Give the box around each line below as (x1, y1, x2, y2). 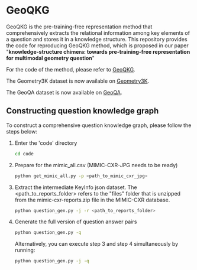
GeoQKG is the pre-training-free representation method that (6, 23, 153, 30)
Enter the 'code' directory (14, 139, 77, 147)
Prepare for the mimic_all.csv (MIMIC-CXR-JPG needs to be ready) (14, 161, 178, 168)
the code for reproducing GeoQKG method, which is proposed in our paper (6, 42, 189, 49)
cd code (14, 151, 34, 157)
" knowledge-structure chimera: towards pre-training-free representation (6, 48, 190, 55)
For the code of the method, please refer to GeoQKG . (6, 66, 135, 73)
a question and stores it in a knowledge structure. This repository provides (6, 35, 188, 43)
